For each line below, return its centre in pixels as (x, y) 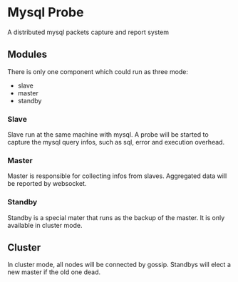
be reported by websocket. (47, 184)
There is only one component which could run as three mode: (98, 71)
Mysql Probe (46, 12)
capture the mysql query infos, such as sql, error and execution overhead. (116, 142)
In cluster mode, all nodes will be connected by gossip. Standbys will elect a (119, 265)
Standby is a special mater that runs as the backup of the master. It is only (116, 217)
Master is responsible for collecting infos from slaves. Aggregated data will (117, 176)
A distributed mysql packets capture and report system (88, 32)
